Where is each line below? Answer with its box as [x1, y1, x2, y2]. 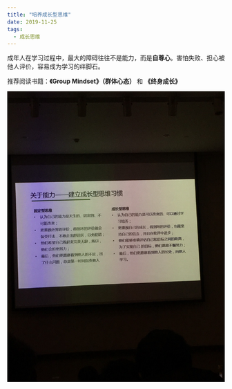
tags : [7, 26, 23, 33]
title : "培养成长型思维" [7, 11, 71, 18]
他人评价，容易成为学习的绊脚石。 [7, 62, 104, 71]
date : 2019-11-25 [7, 18, 57, 26]
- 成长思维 [13, 33, 41, 40]
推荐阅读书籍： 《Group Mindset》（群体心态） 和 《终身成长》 [7, 77, 182, 86]
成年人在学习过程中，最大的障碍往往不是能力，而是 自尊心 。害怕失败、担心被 [7, 54, 225, 62]
